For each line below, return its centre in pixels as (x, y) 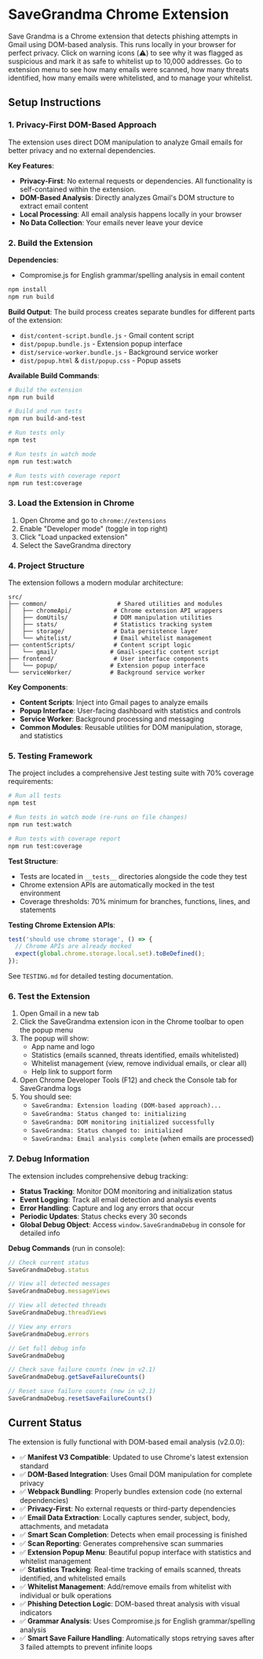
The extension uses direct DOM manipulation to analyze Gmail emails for (126, 142)
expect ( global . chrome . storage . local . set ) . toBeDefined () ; (110, 954)
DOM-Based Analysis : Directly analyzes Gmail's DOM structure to (127, 197)
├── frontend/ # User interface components (109, 659)
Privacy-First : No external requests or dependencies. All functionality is (136, 180)
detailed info (40, 1233)
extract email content (54, 206)
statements (38, 910)
